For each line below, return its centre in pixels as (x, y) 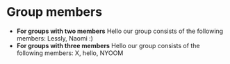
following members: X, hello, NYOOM (70, 53)
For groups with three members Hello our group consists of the (108, 45)
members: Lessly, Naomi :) (55, 38)
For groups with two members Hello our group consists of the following (120, 31)
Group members (54, 12)
